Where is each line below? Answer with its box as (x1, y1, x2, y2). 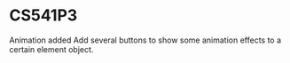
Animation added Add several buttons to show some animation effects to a (9, 35, 282, 45)
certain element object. (9, 43, 94, 54)
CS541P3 (9, 5, 78, 26)
